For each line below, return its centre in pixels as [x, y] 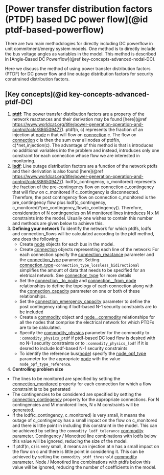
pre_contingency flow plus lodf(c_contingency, [59, 202]
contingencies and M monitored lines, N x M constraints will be [76, 404]
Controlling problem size [38, 369]
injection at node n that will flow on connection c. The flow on [74, 135]
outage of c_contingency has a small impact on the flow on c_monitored [85, 420]
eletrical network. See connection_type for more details [75, 275]
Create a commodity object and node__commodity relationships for [87, 317]
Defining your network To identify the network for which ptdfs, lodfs [82, 228]
